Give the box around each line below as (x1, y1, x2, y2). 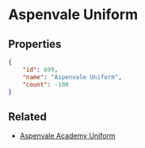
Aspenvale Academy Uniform (19, 131, 116, 141)
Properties (8, 37, 62, 51)
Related (8, 110, 48, 123)
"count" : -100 (22, 80, 69, 88)
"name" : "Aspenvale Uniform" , (22, 73, 123, 81)
